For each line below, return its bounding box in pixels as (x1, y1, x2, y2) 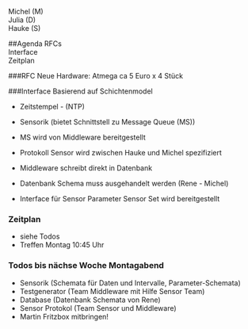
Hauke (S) (8, 24, 41, 33)
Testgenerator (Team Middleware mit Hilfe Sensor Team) (19, 286, 205, 296)
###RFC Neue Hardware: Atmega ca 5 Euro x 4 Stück (8, 71, 184, 80)
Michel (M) (8, 7, 44, 16)
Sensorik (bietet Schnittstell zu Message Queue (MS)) (19, 117, 196, 126)
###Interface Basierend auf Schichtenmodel (8, 86, 153, 96)
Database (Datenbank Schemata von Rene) (19, 295, 161, 304)
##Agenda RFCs (8, 39, 62, 48)
